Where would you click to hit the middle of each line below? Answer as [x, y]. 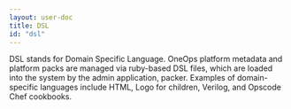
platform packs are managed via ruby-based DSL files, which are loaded [141, 68]
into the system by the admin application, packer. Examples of [123, 78]
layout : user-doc [41, 17]
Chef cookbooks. [41, 97]
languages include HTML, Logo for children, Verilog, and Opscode [161, 87]
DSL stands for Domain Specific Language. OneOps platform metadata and [146, 59]
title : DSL [29, 26]
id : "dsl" [27, 34]
